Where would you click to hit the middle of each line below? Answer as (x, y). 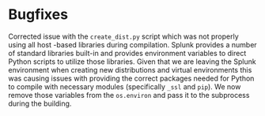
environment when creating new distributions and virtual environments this (130, 69)
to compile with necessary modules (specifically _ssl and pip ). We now (125, 86)
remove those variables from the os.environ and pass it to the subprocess (129, 95)
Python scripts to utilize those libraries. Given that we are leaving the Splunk (132, 62)
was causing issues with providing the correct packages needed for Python (131, 78)
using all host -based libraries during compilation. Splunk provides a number (132, 44)
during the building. (40, 103)
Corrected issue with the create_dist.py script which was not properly (123, 36)
